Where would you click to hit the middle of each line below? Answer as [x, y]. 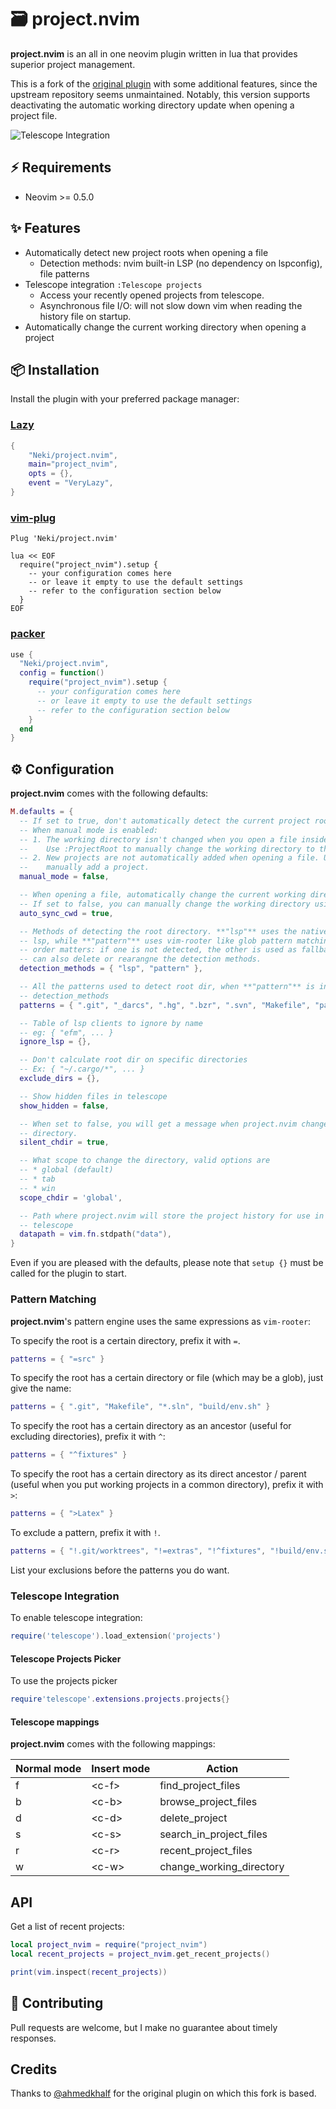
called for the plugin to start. [68, 1273]
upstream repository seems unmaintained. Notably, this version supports [160, 94]
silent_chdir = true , [64, 1142]
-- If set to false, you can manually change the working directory [165, 904]
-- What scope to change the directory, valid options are [145, 1161]
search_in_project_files [213, 1834]
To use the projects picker [64, 1681]
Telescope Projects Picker [66, 1658]
